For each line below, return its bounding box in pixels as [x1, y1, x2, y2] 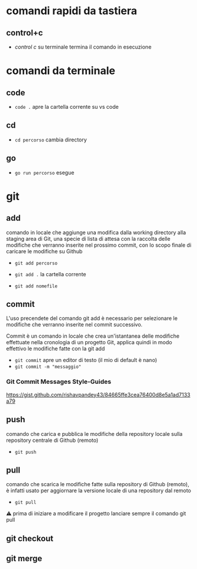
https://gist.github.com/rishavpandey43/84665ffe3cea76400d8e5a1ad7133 [6, 391, 190, 398]
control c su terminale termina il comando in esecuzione [14, 43, 152, 50]
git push [14, 449, 37, 455]
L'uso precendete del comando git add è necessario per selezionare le [6, 315, 178, 322]
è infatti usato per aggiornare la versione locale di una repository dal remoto [6, 487, 191, 494]
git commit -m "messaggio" [14, 364, 82, 370]
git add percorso [14, 260, 58, 266]
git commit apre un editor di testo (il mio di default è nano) [14, 357, 157, 364]
